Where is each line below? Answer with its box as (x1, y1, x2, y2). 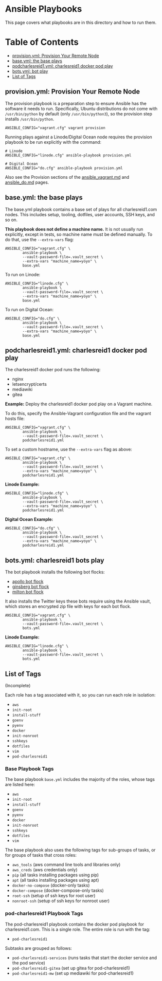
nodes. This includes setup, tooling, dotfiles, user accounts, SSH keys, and (5, 211, 155, 217)
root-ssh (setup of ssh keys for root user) (12, 893, 96, 899)
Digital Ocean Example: (5, 516, 54, 522)
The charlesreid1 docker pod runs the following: (5, 367, 101, 373)
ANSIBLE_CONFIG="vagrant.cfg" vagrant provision (5, 125, 106, 130)
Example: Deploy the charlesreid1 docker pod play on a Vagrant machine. (5, 401, 153, 407)
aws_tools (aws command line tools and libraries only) (12, 862, 121, 868)
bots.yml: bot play (12, 68, 49, 74)
